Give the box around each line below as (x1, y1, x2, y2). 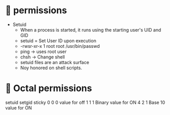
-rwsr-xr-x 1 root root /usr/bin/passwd (20, 43, 100, 49)
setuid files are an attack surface (20, 59, 90, 65)
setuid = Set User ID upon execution (20, 38, 97, 44)
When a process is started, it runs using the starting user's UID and (20, 26, 161, 33)
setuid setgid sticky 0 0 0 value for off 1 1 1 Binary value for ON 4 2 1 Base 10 (5, 99, 165, 105)
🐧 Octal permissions (5, 82, 93, 94)
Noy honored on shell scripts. (20, 65, 82, 71)
